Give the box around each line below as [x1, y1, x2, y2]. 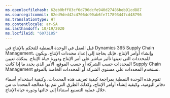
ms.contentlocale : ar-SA [5, 21, 58, 27]
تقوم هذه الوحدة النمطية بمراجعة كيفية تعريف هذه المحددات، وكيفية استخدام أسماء [5, 76, 161, 82]
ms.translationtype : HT [5, 17, 56, 22]
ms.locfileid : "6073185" [5, 31, 58, 36]
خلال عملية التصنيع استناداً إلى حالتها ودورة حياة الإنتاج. [5, 87, 107, 92]
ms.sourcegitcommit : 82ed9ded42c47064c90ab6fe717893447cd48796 [5, 12, 142, 17]
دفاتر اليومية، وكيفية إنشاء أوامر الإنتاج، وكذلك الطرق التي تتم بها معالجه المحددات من [5, 81, 165, 87]
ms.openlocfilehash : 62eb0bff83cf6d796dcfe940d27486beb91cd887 [5, 7, 142, 13]
